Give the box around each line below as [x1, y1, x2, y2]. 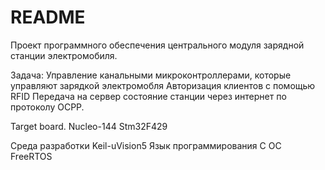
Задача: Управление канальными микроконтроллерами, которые [10, 69, 292, 81]
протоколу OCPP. [10, 101, 85, 113]
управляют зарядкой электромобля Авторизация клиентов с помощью [10, 79, 316, 91]
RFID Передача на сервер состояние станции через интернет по [10, 90, 287, 102]
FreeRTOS [10, 150, 53, 162]
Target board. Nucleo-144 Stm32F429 [10, 120, 168, 132]
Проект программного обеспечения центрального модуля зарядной [10, 39, 305, 51]
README [10, 6, 86, 29]
